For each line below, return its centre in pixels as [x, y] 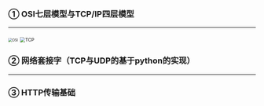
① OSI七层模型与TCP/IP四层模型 [71, 13]
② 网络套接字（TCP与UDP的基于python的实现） [101, 60]
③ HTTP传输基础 [42, 92]
